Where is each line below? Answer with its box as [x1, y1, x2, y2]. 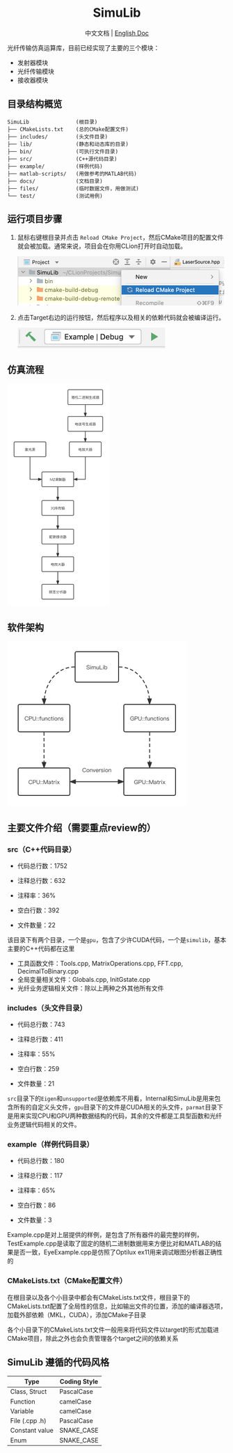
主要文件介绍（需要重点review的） [7, 822, 156, 833]
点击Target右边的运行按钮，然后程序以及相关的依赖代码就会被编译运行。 [17, 313, 225, 321]
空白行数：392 [17, 906, 60, 914]
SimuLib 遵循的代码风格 [7, 1357, 110, 1369]
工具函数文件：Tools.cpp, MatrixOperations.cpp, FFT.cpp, [17, 959, 184, 967]
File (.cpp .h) [10, 1417, 47, 1425]
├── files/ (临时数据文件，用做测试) [7, 185, 139, 192]
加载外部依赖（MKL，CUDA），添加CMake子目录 [7, 1310, 147, 1319]
